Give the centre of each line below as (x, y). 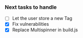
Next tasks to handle (31, 7)
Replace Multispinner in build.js (45, 30)
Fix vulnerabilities (31, 24)
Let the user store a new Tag (42, 18)
